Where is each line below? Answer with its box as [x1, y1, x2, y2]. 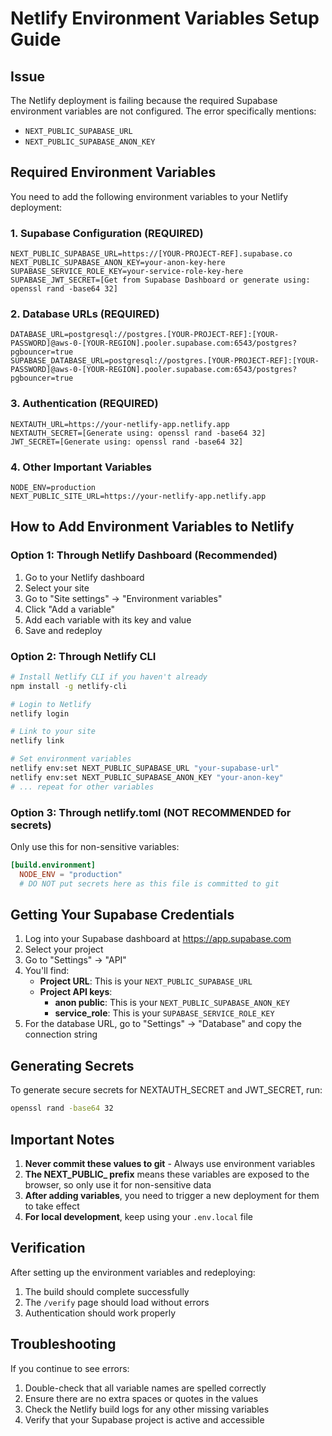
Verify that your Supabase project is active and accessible [24, 1413, 265, 1426]
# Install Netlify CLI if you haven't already [10, 672, 208, 682]
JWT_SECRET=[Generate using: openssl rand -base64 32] [10, 437, 244, 447]
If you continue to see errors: [10, 1362, 130, 1374]
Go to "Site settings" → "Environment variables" [24, 592, 223, 604]
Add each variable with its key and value [24, 613, 192, 626]
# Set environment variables [10, 754, 132, 764]
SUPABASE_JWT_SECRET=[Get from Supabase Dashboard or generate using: [10, 275, 311, 286]
